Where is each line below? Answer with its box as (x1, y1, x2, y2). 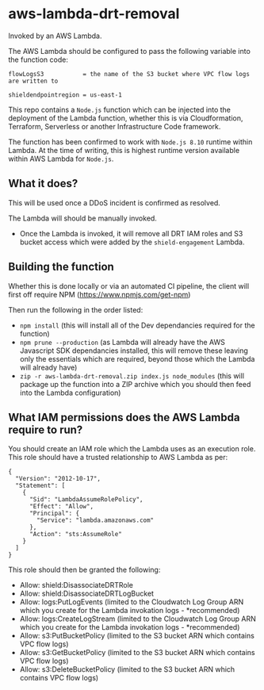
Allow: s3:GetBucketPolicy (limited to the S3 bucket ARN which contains (19, 648, 255, 657)
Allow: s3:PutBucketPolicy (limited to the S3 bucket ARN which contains (19, 631, 255, 641)
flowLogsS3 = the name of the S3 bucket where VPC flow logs (8, 70, 250, 78)
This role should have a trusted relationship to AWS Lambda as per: (8, 453, 228, 462)
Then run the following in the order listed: (8, 305, 143, 314)
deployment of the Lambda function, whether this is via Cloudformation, (8, 113, 243, 123)
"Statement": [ (15, 481, 66, 490)
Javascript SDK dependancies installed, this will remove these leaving (19, 346, 248, 355)
